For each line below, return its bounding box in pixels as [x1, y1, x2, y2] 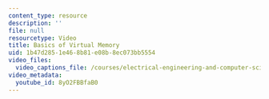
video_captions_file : [15, 64, 88, 72]
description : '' [8, 19, 62, 27]
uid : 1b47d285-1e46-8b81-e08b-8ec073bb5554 [8, 49, 156, 57]
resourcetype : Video [8, 34, 78, 42]
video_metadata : [8, 71, 62, 79]
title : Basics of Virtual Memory [8, 42, 120, 49]
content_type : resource [8, 11, 88, 20]
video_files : [8, 57, 52, 65]
